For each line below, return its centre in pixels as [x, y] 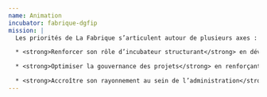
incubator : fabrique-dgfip [53, 23]
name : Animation [35, 16]
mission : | [26, 30]
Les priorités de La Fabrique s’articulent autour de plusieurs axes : [137, 38]
